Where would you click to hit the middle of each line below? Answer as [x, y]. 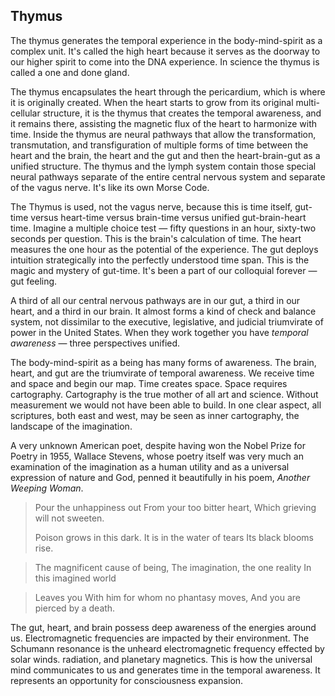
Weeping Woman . [47, 488]
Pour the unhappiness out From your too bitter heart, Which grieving [175, 507]
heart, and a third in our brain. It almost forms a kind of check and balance [163, 311]
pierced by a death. [75, 608]
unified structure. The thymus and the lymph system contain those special [163, 166]
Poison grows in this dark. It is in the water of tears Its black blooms [174, 537]
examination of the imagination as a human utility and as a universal [150, 466]
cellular [25, 113]
